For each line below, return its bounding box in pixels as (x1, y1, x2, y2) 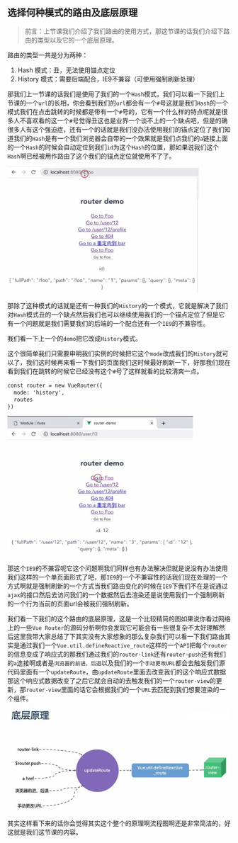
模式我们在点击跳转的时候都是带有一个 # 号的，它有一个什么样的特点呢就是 (7, 107, 222, 115)
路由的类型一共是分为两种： (7, 50, 89, 59)
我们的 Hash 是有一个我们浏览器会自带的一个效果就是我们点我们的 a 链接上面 (13, 134, 228, 142)
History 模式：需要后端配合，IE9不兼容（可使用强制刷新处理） (17, 74, 199, 83)
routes (13, 396, 33, 403)
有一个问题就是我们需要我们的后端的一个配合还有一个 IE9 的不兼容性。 (7, 319, 210, 327)
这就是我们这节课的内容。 (7, 827, 82, 836)
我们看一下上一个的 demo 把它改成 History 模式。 (7, 334, 142, 342)
